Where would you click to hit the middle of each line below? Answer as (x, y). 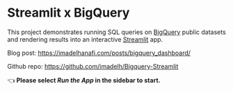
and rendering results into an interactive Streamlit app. (85, 39)
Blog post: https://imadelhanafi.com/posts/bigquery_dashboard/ (99, 53)
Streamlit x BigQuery (69, 13)
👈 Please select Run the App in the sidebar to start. (84, 80)
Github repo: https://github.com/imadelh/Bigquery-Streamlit (93, 66)
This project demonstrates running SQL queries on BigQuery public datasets (116, 32)
